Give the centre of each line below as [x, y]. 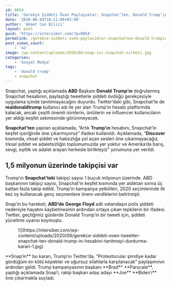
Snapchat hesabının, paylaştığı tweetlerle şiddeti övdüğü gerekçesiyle [78, 96]
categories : [18, 57]
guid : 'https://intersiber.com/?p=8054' [49, 34]
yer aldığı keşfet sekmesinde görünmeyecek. [52, 118]
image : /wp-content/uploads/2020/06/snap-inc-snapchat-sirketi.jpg [78, 53]
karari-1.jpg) [31, 246]
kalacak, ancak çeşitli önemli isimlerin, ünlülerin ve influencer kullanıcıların [83, 112]
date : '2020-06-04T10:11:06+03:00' [43, 19]
